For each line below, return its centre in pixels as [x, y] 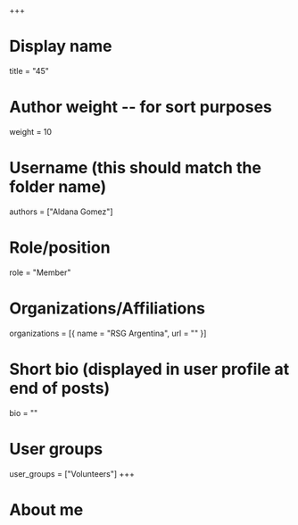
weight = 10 [30, 131]
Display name [61, 46]
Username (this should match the [135, 168]
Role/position [60, 247]
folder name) [58, 187]
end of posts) [60, 388]
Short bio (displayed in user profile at [149, 369]
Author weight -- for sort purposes [141, 107]
